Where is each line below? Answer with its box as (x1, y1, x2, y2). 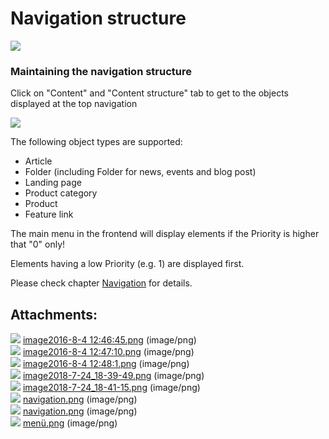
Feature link (24, 208, 74, 221)
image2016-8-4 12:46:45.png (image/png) (22, 334, 197, 346)
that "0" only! (10, 238, 66, 251)
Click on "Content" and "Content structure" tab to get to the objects (10, 87, 289, 99)
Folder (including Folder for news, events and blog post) (24, 166, 257, 178)
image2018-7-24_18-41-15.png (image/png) (22, 382, 201, 394)
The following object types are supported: (10, 136, 183, 148)
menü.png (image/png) (22, 417, 118, 429)
